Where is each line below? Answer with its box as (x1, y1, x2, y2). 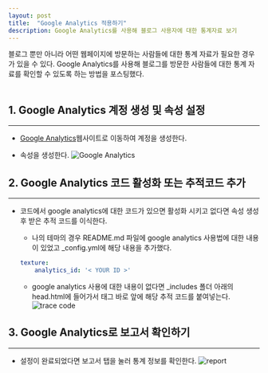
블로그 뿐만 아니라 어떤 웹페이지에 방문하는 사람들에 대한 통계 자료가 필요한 (8, 49, 241, 59)
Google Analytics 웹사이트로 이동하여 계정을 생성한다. (19, 133, 187, 143)
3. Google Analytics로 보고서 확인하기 (8, 326, 191, 340)
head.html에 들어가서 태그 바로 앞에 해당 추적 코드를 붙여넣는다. (31, 292, 231, 301)
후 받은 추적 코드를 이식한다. (19, 216, 108, 226)
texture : (19, 259, 49, 267)
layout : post (8, 11, 52, 20)
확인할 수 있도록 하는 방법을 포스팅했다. (22, 69, 145, 79)
